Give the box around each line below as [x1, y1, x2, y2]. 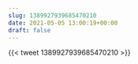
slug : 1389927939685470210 [8, 11, 97, 20]
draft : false [8, 26, 51, 34]
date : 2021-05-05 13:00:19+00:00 [8, 19, 118, 27]
